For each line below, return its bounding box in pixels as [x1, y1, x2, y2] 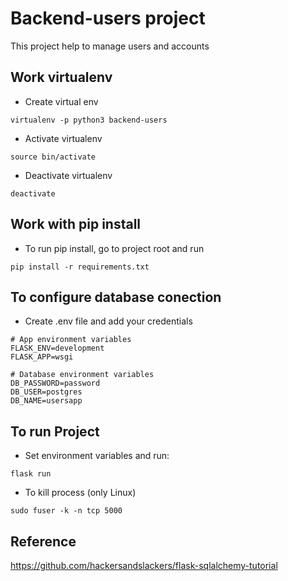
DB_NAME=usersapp [10, 396, 83, 406]
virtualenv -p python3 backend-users [10, 115, 168, 125]
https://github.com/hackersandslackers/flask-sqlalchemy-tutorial [10, 560, 278, 571]
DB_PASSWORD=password [10, 378, 101, 389]
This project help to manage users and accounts [10, 40, 210, 52]
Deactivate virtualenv [24, 169, 113, 181]
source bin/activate [10, 152, 97, 162]
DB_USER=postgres [10, 387, 83, 397]
